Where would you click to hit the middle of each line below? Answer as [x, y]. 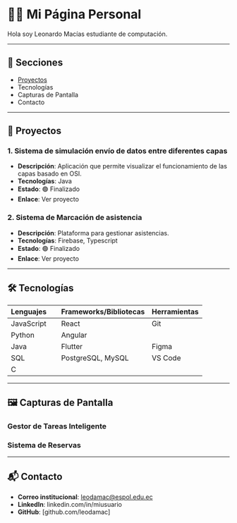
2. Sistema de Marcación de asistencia [75, 218]
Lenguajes [29, 312]
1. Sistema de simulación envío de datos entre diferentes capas [117, 151]
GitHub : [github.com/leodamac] [64, 512]
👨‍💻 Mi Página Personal [74, 14]
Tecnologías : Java [45, 181]
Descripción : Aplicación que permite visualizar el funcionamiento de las [122, 166]
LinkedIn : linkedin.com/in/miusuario [69, 504]
